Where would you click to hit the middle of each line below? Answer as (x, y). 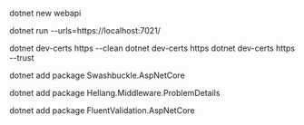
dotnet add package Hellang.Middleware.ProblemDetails (115, 93)
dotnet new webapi (45, 13)
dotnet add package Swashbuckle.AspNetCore (98, 75)
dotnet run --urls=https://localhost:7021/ (85, 30)
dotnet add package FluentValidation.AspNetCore (102, 111)
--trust (22, 58)
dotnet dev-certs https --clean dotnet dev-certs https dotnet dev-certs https (152, 48)
